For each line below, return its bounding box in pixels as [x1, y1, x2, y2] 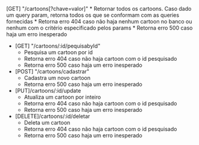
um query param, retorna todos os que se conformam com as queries [6, 11, 180, 19]
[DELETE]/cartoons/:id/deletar [14, 113, 90, 120]
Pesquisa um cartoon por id [24, 49, 93, 56]
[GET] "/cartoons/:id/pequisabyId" [14, 42, 101, 49]
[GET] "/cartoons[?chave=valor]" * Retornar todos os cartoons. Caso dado [6, 5, 192, 12]
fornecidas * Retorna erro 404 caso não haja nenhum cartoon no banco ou [6, 18, 192, 25]
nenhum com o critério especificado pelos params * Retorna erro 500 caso [6, 24, 193, 31]
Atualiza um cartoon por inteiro [24, 93, 101, 100]
